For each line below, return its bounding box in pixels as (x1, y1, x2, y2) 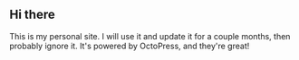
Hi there (9, 7, 56, 22)
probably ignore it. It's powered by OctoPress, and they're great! (9, 40, 250, 51)
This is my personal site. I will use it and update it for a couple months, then (9, 30, 291, 41)
